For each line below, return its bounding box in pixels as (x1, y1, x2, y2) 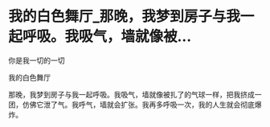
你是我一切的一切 (8, 55, 65, 65)
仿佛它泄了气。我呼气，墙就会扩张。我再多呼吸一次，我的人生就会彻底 (22, 100, 255, 109)
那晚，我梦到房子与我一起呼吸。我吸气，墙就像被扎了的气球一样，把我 (8, 89, 241, 99)
